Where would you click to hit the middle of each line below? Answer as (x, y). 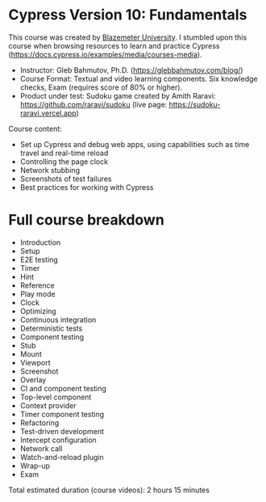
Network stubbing (50, 170)
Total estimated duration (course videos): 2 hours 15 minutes (109, 490)
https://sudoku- (195, 104)
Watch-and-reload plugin (62, 457)
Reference (37, 285)
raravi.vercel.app (48, 113)
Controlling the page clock (64, 161)
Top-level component (56, 397)
